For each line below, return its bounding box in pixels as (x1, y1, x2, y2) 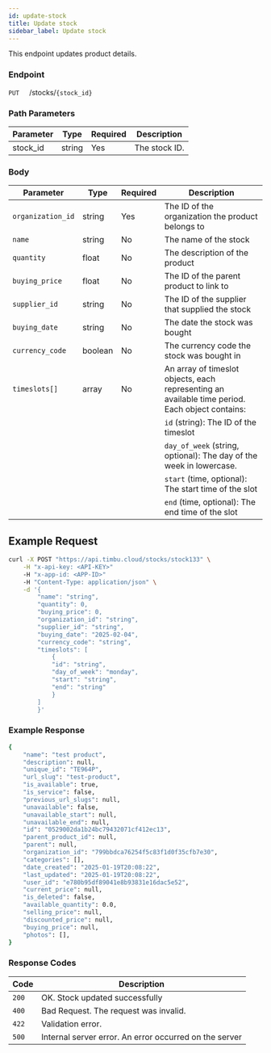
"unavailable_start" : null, (23, 811, 117, 819)
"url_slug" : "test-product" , (23, 773, 121, 782)
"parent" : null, (23, 841, 78, 849)
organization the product (164, 211, 258, 222)
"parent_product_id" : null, (23, 833, 117, 841)
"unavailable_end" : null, (23, 818, 110, 826)
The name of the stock (164, 234, 250, 245)
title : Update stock (8, 19, 78, 27)
